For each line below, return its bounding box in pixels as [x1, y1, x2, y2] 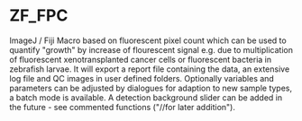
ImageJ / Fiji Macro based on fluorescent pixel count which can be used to [9, 35, 287, 46]
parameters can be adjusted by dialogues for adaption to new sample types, [9, 82, 293, 93]
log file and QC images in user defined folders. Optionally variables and [9, 73, 275, 83]
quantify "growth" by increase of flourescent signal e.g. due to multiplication [9, 44, 293, 55]
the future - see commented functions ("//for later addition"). [9, 101, 236, 112]
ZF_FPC [9, 5, 69, 26]
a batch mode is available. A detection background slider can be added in [9, 91, 282, 103]
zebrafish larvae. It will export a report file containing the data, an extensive [9, 64, 290, 74]
